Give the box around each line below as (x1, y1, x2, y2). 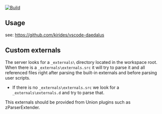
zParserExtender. (5, 104, 40, 110)
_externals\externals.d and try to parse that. (12, 89, 105, 95)
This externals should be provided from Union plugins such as (5, 99, 131, 105)
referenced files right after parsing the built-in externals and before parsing (5, 69, 157, 76)
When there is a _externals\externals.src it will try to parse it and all (5, 64, 145, 70)
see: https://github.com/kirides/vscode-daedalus (5, 32, 105, 38)
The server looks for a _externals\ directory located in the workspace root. (5, 59, 158, 65)
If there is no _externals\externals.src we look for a (12, 84, 119, 90)
